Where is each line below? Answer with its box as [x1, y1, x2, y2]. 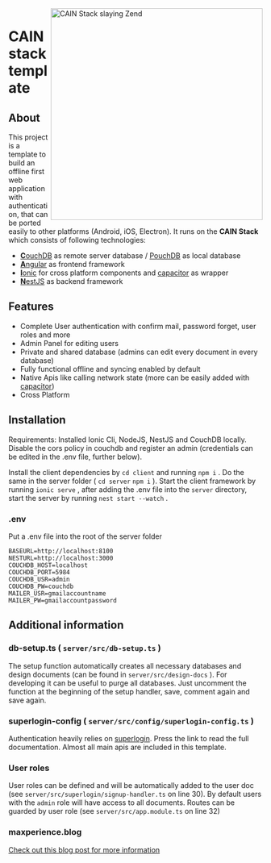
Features [8, 300, 54, 314]
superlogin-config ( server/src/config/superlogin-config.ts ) [8, 715, 254, 727]
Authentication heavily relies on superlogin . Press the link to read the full [8, 733, 249, 743]
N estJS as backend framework [19, 277, 123, 286]
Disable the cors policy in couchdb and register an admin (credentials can [8, 443, 254, 452]
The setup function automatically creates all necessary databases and [8, 661, 242, 670]
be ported [8, 218, 42, 227]
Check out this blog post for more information [8, 844, 161, 854]
